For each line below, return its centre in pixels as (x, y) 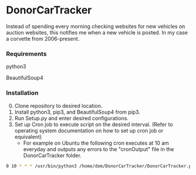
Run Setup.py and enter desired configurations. (71, 118)
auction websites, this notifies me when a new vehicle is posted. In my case (97, 32)
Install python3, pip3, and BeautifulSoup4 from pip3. (77, 112)
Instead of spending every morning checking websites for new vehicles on (96, 26)
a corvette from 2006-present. (43, 38)
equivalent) (28, 136)
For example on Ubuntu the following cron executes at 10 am (96, 143)
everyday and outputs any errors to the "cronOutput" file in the (99, 149)
